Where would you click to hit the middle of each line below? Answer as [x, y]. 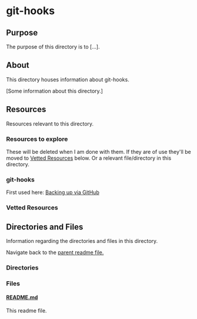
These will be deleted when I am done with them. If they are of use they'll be [98, 152]
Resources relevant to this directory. [50, 124]
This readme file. [26, 310]
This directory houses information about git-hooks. [68, 79]
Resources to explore [37, 139]
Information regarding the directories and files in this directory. [82, 241]
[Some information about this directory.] [54, 91]
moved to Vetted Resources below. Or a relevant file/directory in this [89, 158]
